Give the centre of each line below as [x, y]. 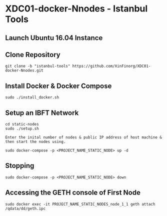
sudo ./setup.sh [22, 129]
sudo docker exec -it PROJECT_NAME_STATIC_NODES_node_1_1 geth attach [80, 204]
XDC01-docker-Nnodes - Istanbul [76, 9]
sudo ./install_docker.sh [32, 97]
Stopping [20, 166]
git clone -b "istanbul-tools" [38, 66]
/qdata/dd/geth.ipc [25, 208]
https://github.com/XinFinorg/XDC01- [111, 66]
